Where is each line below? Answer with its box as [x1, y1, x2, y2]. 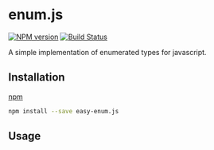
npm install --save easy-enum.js [8, 107, 119, 115]
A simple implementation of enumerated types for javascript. [8, 47, 207, 57]
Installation [8, 70, 65, 85]
